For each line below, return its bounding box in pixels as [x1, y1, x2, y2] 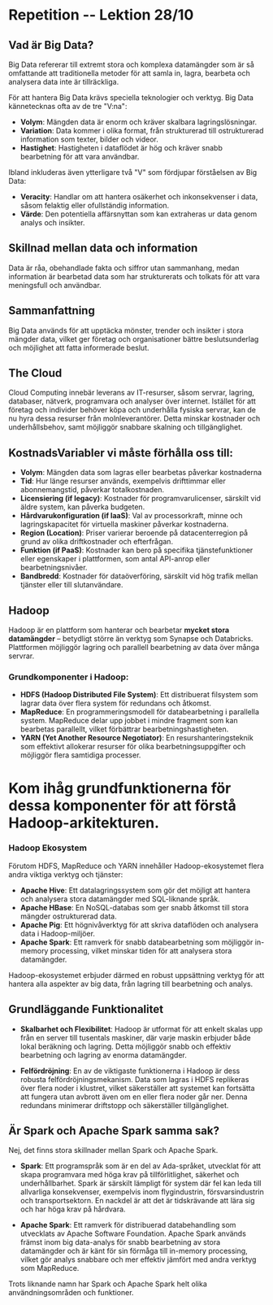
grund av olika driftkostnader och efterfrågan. [19, 537, 173, 547]
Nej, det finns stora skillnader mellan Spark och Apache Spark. [8, 1146, 219, 1155]
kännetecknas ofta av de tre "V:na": [8, 102, 128, 111]
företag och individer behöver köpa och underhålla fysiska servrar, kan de [8, 405, 256, 415]
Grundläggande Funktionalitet [8, 1002, 164, 1016]
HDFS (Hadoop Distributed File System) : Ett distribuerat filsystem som [19, 690, 258, 700]
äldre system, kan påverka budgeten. [19, 502, 145, 512]
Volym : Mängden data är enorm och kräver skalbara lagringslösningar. [19, 117, 258, 127]
